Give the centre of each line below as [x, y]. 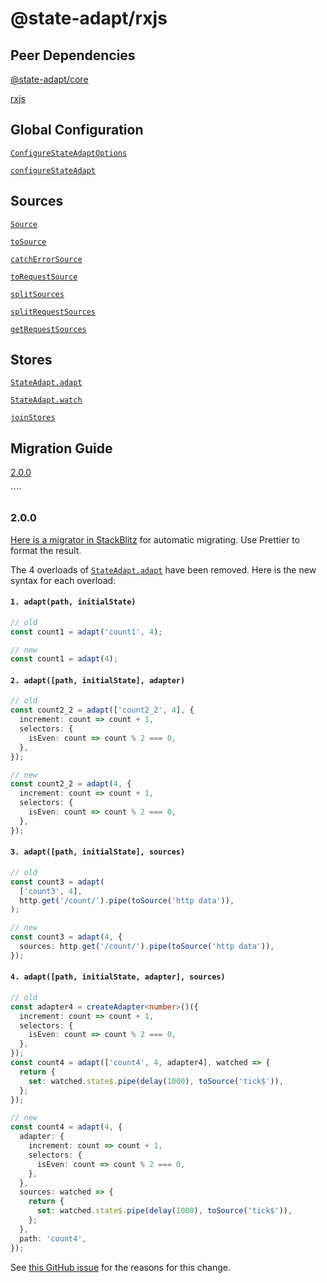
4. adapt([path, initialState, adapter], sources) [118, 977]
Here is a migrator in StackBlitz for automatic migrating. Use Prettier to [155, 539]
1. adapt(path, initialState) [73, 602]
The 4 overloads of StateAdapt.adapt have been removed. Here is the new [163, 569]
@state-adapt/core [49, 79]
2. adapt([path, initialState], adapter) [98, 680]
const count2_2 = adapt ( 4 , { [71, 784]
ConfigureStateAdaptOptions [69, 153]
